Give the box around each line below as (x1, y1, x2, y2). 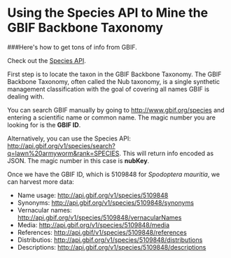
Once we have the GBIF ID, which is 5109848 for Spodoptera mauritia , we (7, 170, 220, 178)
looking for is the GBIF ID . (7, 120, 81, 129)
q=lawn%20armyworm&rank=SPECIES (7, 149, 120, 157)
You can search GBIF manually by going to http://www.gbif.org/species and (7, 106, 225, 114)
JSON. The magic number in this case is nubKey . (7, 156, 150, 165)
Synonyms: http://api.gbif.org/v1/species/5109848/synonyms (17, 198, 195, 207)
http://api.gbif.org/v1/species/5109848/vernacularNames (17, 213, 182, 222)
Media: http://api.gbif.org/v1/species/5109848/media (17, 220, 170, 229)
